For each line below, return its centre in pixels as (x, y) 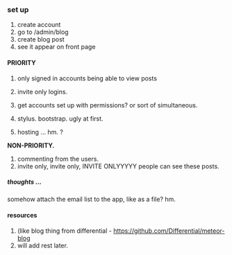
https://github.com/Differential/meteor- (169, 231)
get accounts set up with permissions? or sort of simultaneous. (107, 105)
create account (39, 25)
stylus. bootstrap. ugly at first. (60, 118)
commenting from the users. (58, 159)
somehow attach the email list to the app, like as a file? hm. (91, 200)
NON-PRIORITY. (31, 145)
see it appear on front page (56, 47)
